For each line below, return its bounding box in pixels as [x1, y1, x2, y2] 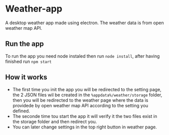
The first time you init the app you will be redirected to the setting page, [12, 86, 161, 92]
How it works [5, 73, 47, 82]
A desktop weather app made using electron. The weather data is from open [5, 20, 164, 26]
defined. [12, 108, 30, 114]
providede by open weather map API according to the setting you [12, 102, 149, 108]
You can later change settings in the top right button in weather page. [12, 124, 157, 130]
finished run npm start [5, 58, 52, 64]
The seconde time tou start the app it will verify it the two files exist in [12, 113, 157, 119]
